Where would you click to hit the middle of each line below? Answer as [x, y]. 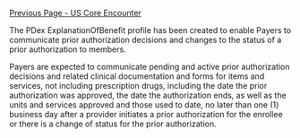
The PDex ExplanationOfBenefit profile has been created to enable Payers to [150, 30]
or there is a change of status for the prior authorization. [113, 124]
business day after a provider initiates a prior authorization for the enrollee [146, 114]
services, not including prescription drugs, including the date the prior [138, 86]
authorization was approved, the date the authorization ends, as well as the [148, 95]
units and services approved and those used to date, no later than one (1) [144, 105]
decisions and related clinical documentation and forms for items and [137, 76]
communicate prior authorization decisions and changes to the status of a [146, 40]
